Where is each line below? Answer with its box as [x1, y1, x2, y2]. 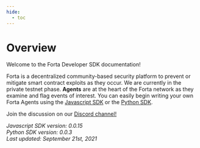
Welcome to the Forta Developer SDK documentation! [6, 61, 141, 68]
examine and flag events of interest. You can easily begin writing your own [6, 92, 194, 99]
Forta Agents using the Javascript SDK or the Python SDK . [6, 99, 153, 106]
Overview [6, 41, 57, 55]
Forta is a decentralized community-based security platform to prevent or [6, 72, 191, 80]
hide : [6, 9, 20, 15]
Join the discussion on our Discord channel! [6, 110, 117, 118]
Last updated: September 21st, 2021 [6, 135, 98, 143]
